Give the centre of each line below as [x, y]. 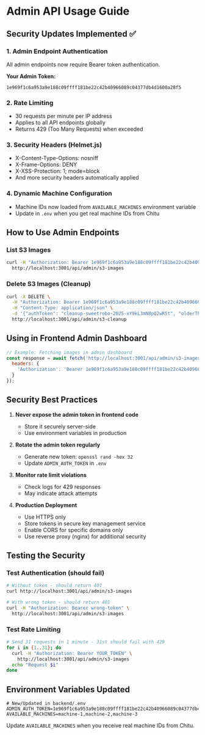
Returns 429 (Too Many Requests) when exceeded [79, 129]
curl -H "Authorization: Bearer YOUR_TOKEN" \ [72, 653]
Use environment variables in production [75, 433]
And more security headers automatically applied [77, 178]
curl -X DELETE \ [28, 297]
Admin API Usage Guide [68, 11]
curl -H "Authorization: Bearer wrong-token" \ [68, 608]
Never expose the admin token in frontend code [77, 414]
